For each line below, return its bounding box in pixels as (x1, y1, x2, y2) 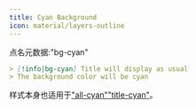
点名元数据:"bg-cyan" (9, 46, 89, 58)
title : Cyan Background (9, 12, 98, 22)
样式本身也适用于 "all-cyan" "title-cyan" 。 (9, 90, 158, 100)
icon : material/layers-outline (9, 21, 125, 30)
